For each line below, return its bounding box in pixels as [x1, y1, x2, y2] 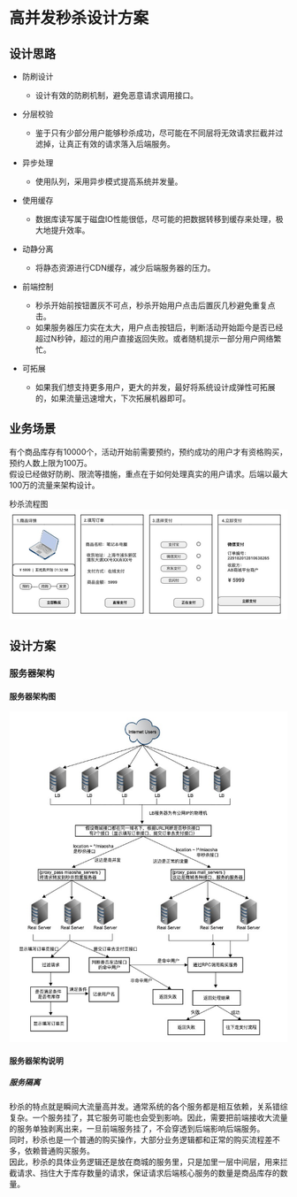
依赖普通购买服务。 [24, 1145, 95, 1155]
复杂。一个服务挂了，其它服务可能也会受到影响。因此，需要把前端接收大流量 [9, 1112, 288, 1123]
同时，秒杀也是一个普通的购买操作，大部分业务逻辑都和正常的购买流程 [9, 1134, 265, 1145]
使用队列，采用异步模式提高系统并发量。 [34, 176, 183, 187]
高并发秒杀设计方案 [9, 8, 149, 28]
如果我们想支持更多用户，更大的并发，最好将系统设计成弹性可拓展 [34, 382, 276, 392]
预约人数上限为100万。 [9, 457, 93, 468]
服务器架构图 [9, 691, 56, 702]
